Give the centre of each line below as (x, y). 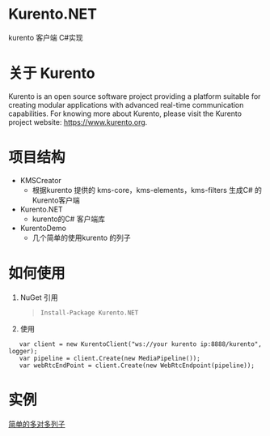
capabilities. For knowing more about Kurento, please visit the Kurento (125, 113)
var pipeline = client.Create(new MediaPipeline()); (110, 358)
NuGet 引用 (39, 297)
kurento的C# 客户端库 (68, 219)
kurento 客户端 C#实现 (46, 37)
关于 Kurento (52, 73)
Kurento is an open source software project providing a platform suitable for (135, 96)
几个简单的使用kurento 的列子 (81, 237)
